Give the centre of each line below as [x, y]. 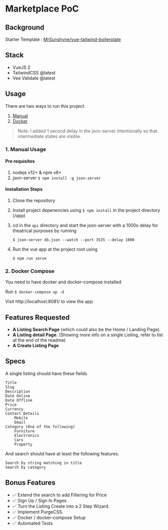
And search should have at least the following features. [62, 453]
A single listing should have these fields [46, 373]
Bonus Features [30, 483]
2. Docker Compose [30, 271]
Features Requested [37, 317]
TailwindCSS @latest [34, 72]
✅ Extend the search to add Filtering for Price [60, 495]
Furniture [25, 431]
